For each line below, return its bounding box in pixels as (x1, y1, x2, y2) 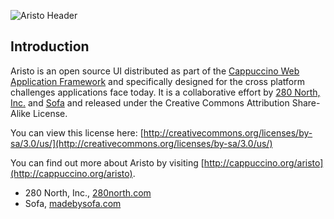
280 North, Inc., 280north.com (24, 186, 152, 199)
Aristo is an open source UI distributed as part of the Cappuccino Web (10, 65, 300, 77)
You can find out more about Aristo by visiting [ (10, 156, 205, 169)
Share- (291, 96, 321, 109)
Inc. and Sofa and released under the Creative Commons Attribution (10, 96, 290, 109)
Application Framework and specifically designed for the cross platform (10, 75, 305, 87)
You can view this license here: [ (10, 126, 144, 139)
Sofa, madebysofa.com (24, 197, 122, 209)
